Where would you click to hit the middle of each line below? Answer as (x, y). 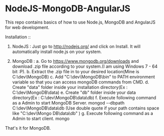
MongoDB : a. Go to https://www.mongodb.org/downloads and (75, 61)
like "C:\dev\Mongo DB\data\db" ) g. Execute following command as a (82, 113)
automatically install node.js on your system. (57, 52)
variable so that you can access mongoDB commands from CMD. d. (81, 82)
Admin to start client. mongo (41, 118)
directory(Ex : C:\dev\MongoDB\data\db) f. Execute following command (84, 97)
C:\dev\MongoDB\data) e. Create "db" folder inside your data (74, 92)
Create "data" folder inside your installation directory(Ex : (70, 87)
